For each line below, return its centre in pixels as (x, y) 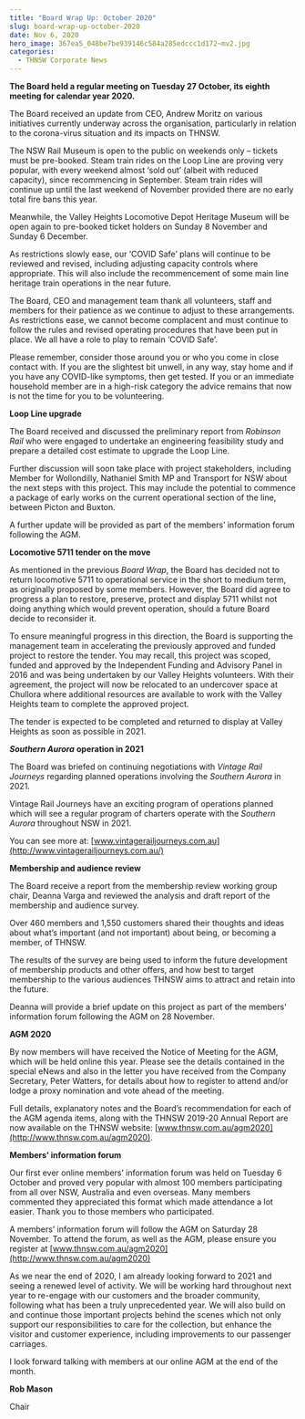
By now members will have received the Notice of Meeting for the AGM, (144, 1052)
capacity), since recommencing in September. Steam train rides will (136, 180)
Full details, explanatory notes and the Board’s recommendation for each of (150, 1108)
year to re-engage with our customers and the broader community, (135, 1295)
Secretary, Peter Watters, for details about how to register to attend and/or (149, 1081)
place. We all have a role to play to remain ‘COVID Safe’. (114, 339)
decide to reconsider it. (53, 618)
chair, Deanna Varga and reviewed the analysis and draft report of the (140, 896)
